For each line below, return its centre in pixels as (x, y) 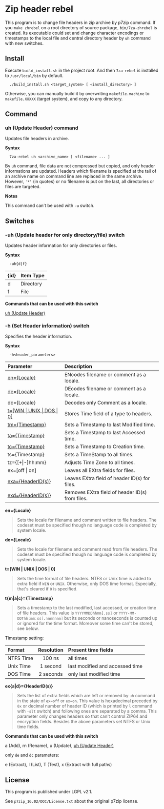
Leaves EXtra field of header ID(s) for (107, 478)
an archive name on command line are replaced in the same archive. (74, 176)
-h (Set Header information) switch (47, 326)
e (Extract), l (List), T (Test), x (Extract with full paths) (59, 765)
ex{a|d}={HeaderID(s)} (29, 686)
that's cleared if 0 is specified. (47, 589)
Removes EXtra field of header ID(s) (106, 492)
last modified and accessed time (105, 666)
